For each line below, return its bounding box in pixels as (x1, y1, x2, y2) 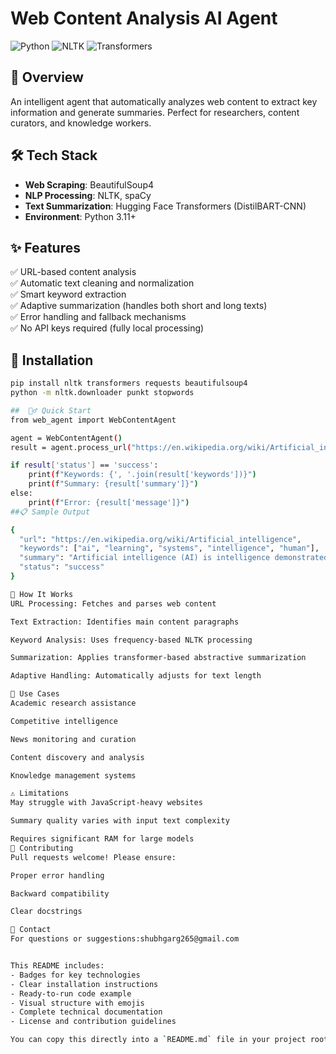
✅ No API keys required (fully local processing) (10, 322, 205, 334)
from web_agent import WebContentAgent (10, 415, 177, 425)
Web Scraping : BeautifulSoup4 (24, 178, 155, 191)
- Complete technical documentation (10, 1007, 163, 1017)
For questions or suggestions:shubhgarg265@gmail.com (10, 934, 240, 944)
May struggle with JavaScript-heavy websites (10, 798, 203, 808)
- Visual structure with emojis (10, 998, 145, 1008)
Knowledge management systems (10, 770, 137, 781)
